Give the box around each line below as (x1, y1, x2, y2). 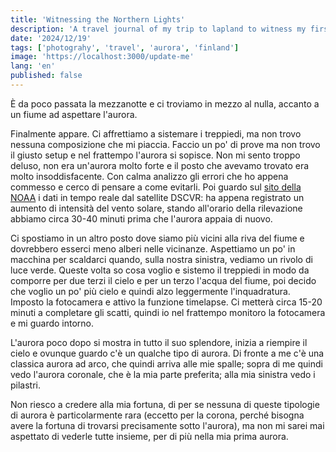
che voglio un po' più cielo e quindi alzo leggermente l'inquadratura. (10, 285, 291, 297)
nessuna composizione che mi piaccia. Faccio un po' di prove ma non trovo (10, 138, 321, 150)
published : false (10, 71, 83, 81)
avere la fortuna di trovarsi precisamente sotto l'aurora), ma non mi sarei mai (10, 419, 325, 431)
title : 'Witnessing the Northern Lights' (10, 14, 186, 25)
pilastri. (10, 379, 42, 391)
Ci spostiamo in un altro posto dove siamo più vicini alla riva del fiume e (10, 232, 305, 244)
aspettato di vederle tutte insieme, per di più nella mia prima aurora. (10, 430, 289, 442)
